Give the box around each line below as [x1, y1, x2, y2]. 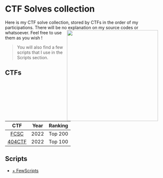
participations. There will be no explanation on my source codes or [5, 24, 139, 30]
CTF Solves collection [5, 3, 95, 15]
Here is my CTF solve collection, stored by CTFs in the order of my [5, 19, 138, 25]
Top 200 [49, 130, 68, 137]
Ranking [49, 122, 68, 129]
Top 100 [49, 138, 68, 145]
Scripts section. [16, 54, 49, 60]
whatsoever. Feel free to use [5, 30, 62, 35]
